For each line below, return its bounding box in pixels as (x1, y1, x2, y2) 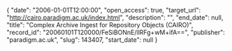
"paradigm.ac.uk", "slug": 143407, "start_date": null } (6, 36, 158, 44)
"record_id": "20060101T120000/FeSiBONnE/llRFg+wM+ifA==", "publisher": (6, 28, 225, 36)
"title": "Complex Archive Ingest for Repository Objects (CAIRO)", (6, 21, 194, 29)
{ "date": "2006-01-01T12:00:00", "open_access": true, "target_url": (6, 6, 201, 14)
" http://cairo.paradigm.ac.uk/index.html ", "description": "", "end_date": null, (6, 13, 224, 22)
